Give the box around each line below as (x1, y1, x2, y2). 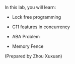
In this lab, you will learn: (5, 5, 56, 10)
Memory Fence (12, 43, 44, 49)
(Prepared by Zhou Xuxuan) (5, 53, 62, 59)
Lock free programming (12, 14, 61, 20)
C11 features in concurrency (12, 24, 70, 30)
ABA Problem (12, 34, 40, 39)
